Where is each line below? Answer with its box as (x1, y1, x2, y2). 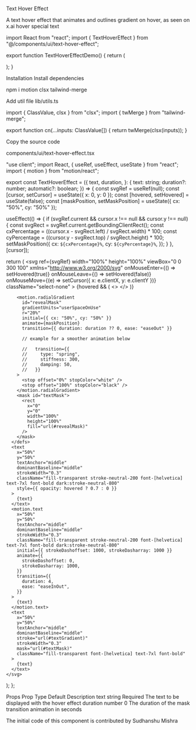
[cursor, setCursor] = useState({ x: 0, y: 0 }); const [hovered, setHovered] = (6, 191, 190, 198)
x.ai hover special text (6, 23, 59, 30)
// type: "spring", (21, 351, 81, 357)
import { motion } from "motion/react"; (6, 168, 99, 174)
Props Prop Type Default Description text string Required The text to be (6, 693, 180, 700)
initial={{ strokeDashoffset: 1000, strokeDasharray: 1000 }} (16, 548, 172, 554)
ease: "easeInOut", (21, 584, 69, 590)
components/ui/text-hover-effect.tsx (6, 150, 95, 156)
